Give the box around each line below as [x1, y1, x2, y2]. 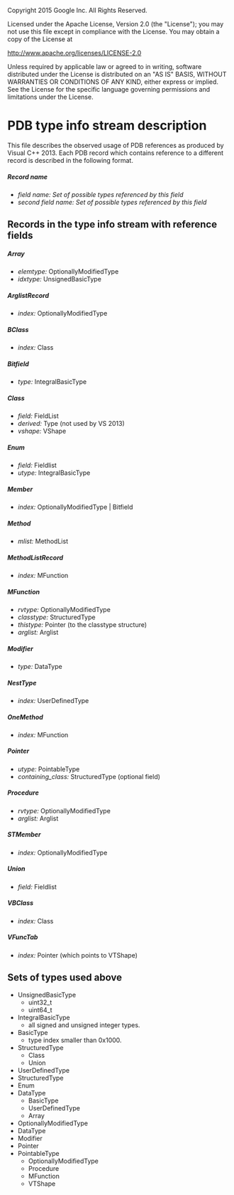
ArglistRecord [7, 291, 50, 299]
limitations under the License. [7, 92, 94, 101]
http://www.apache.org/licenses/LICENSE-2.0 [7, 49, 142, 57]
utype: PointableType [17, 764, 80, 773]
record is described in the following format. [7, 156, 133, 164]
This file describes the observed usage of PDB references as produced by [7, 141, 225, 149]
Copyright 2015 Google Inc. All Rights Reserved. [7, 6, 147, 14]
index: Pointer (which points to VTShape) [17, 950, 138, 959]
